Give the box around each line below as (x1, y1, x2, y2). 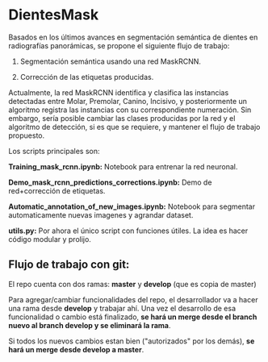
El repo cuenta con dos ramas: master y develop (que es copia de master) (8, 279, 257, 289)
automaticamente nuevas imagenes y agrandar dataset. (8, 210, 194, 219)
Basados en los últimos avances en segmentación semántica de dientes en (8, 32, 258, 42)
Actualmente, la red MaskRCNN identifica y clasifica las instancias (8, 87, 229, 98)
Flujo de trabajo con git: (8, 258, 130, 272)
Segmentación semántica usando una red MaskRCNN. (19, 56, 202, 66)
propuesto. (8, 131, 45, 140)
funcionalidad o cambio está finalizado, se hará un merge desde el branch (8, 312, 258, 322)
